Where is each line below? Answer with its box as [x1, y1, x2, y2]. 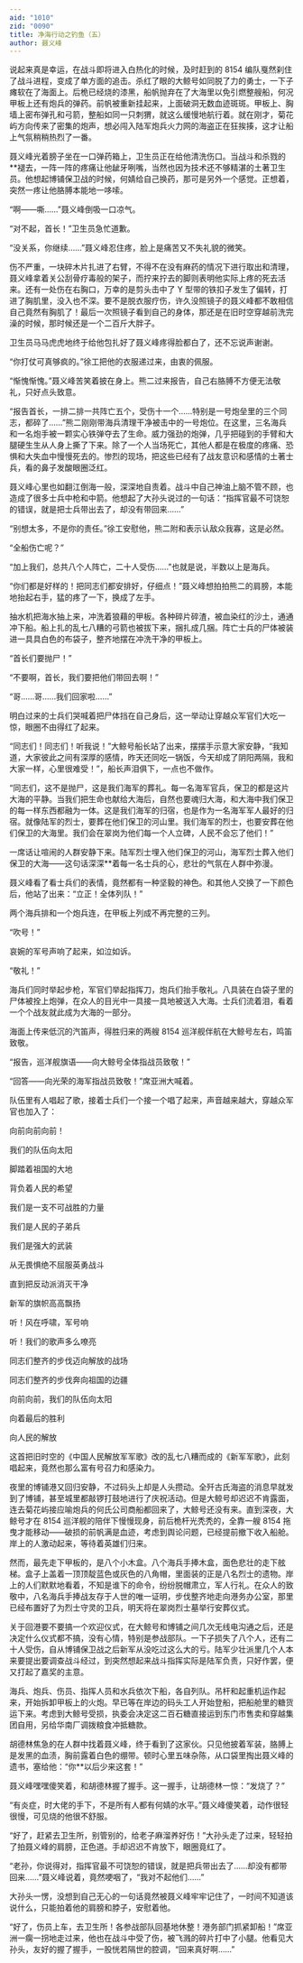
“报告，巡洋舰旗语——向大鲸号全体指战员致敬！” [9, 1056, 191, 1067]
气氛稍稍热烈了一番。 [16, 132, 96, 143]
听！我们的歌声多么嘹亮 [9, 1336, 96, 1347]
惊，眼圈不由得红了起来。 [9, 722, 105, 733]
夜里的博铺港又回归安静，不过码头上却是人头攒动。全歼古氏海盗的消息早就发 [9, 1481, 294, 1493]
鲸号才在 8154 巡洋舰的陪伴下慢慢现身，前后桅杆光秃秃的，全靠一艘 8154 [9, 1516, 281, 1526]
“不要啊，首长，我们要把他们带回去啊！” [9, 672, 160, 683]
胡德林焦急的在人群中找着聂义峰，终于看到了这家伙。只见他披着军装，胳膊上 [9, 1738, 294, 1750]
